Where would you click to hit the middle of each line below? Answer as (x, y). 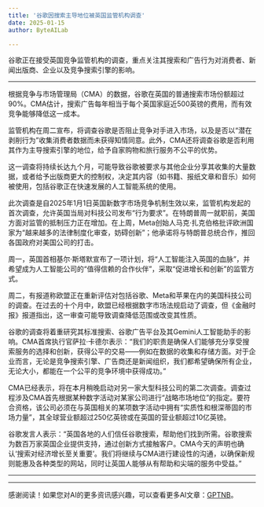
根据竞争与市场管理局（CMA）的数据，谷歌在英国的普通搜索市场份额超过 (126, 94)
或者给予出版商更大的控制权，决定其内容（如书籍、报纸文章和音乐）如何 (139, 177)
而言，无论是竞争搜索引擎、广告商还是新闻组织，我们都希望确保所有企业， (135, 362)
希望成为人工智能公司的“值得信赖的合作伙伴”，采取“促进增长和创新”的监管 (128, 269)
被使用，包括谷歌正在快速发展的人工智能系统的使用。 (94, 186)
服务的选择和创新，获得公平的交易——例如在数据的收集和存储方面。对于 (132, 351)
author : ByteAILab (38, 30)
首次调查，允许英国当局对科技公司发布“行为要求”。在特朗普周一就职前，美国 (132, 213)
